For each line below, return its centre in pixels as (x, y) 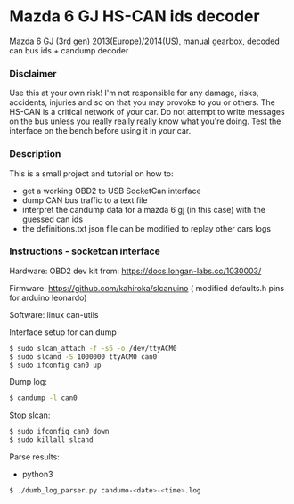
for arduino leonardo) (48, 297)
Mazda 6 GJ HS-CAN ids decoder (135, 16)
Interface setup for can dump (63, 332)
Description (35, 154)
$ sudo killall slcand (51, 440)
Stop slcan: (30, 415)
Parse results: (34, 457)
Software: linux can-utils (54, 314)
